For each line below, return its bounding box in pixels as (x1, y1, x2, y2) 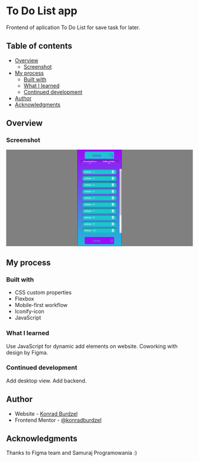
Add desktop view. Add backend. (6, 377, 87, 384)
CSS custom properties (14, 289, 72, 296)
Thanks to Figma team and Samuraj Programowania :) (6, 450, 137, 457)
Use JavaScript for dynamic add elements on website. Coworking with (6, 343, 178, 350)
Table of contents (6, 41, 72, 51)
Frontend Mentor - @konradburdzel (14, 416, 102, 423)
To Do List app (6, 4, 78, 18)
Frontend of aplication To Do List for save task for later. (6, 24, 140, 31)
